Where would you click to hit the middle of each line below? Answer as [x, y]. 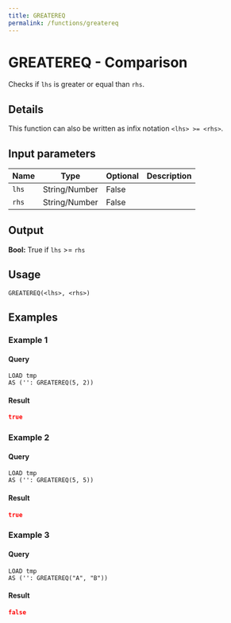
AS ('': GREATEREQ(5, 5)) [51, 481]
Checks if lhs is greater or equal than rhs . [77, 84]
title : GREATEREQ [37, 16]
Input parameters [52, 153]
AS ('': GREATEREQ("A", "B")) [58, 578]
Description [169, 176]
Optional [122, 176]
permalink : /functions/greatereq [64, 23]
